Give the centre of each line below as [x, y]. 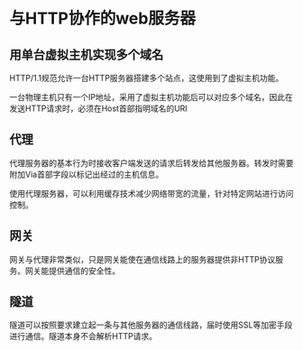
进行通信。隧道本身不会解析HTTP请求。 [83, 336]
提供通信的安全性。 [84, 271]
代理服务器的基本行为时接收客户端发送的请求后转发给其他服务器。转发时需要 [151, 162]
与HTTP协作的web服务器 [103, 18]
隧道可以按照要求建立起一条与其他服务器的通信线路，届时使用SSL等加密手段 [151, 325]
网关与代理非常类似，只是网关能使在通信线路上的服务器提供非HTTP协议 [142, 259]
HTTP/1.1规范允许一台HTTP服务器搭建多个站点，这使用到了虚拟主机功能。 [147, 78]
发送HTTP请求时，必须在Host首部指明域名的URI [98, 108]
